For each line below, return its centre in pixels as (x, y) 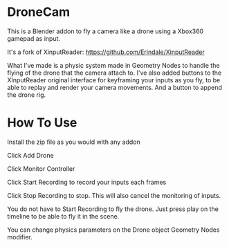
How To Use (42, 123)
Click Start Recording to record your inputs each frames (87, 182)
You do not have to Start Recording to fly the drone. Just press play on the (113, 209)
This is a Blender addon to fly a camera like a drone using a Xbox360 (106, 31)
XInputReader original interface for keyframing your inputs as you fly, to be (114, 80)
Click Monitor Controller (41, 168)
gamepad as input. (34, 38)
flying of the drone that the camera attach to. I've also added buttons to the (114, 73)
